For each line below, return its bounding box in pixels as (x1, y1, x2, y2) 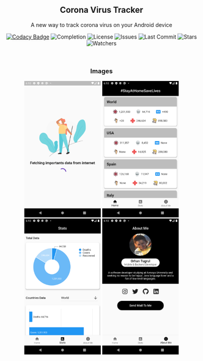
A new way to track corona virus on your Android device (30, 21, 173, 28)
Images (90, 67, 113, 75)
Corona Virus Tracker (59, 5, 144, 15)
